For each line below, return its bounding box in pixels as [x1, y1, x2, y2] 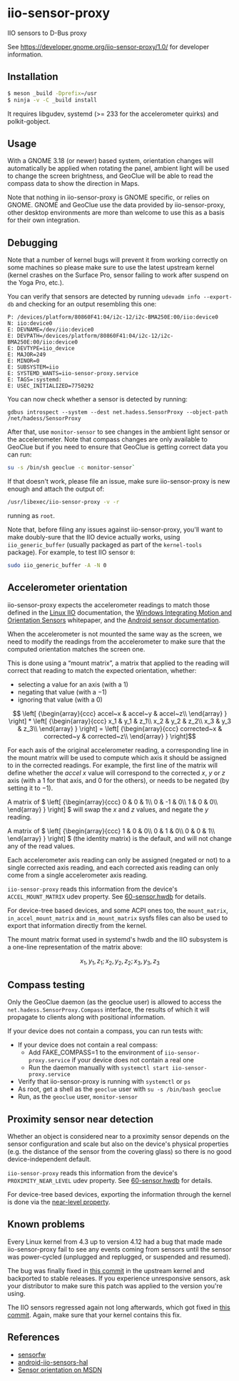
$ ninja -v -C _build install [7, 96, 98, 104]
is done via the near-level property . [7, 1197, 111, 1206]
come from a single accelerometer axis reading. [7, 870, 148, 879]
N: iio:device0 [7, 320, 53, 327]
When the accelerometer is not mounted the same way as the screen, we [7, 629, 223, 638]
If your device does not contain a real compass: [17, 1041, 158, 1050]
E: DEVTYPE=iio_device [7, 345, 75, 352]
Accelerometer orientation [7, 582, 128, 594]
